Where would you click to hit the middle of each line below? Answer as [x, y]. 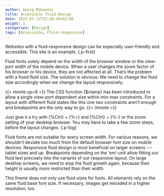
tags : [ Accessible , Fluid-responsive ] [45, 33]
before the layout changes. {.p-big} [41, 128]
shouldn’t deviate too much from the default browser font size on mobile [78, 142]
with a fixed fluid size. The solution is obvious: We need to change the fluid [81, 77]
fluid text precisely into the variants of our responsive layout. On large [76, 158]
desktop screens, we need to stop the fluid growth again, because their [78, 163]
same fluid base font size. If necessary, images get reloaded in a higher [78, 183]
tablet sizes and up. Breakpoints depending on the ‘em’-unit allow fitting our [82, 153]
